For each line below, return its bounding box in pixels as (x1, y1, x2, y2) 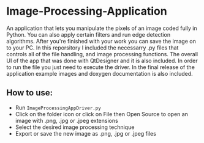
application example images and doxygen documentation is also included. (6, 70, 193, 77)
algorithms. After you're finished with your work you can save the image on (6, 37, 196, 45)
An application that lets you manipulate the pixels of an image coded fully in (6, 24, 197, 32)
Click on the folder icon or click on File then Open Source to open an (15, 110, 189, 117)
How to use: (6, 87, 53, 98)
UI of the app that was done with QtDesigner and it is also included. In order (6, 57, 198, 64)
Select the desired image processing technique (15, 123, 135, 131)
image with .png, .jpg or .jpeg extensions (15, 117, 118, 124)
